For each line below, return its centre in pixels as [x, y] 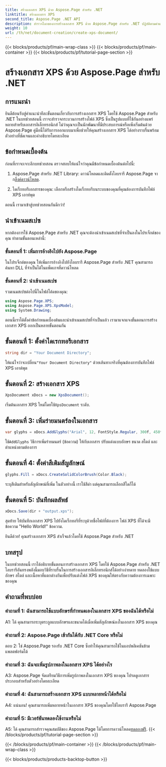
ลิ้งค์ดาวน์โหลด [27, 179]
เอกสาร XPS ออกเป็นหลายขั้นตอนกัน [36, 325]
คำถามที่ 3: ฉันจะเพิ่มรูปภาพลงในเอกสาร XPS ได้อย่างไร [59, 665]
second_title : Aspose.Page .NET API [43, 19]
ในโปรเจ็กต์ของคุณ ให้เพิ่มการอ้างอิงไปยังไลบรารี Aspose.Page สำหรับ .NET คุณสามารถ [79, 262]
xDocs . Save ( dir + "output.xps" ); [40, 511]
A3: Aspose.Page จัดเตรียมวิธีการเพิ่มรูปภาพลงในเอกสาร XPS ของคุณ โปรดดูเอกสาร [77, 676]
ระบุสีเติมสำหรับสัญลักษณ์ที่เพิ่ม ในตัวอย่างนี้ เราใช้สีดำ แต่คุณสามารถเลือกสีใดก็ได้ [70, 484]
